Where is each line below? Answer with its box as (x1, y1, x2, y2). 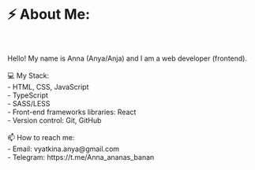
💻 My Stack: (7, 71, 50, 80)
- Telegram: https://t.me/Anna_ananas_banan (7, 152, 155, 161)
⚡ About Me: (7, 6, 90, 24)
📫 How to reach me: (7, 132, 75, 142)
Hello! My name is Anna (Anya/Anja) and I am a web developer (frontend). (7, 54, 248, 63)
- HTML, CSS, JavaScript (7, 82, 89, 91)
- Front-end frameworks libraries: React (7, 107, 137, 116)
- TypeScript (7, 91, 49, 100)
